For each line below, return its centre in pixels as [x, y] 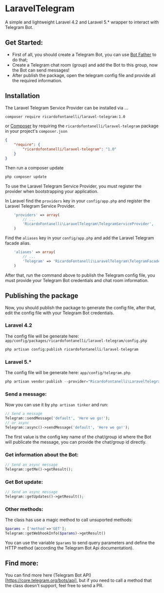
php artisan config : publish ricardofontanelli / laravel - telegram [72, 349]
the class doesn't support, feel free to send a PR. [54, 585]
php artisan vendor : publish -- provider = [47, 381]
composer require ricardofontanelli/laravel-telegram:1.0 [65, 117]
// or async [17, 423]
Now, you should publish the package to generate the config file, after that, [81, 308]
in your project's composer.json [36, 131]
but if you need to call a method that [115, 580]
